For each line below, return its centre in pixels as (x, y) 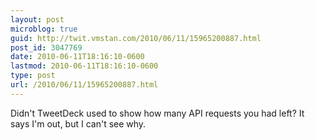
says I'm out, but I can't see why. (78, 123)
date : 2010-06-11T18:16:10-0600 (77, 57)
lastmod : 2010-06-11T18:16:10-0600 (84, 66)
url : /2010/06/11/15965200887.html (84, 85)
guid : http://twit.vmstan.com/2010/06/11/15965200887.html (136, 38)
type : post (33, 76)
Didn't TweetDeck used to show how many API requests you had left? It (157, 113)
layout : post (37, 19)
